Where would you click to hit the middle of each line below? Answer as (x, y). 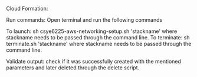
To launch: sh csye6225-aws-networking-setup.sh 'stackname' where (92, 31)
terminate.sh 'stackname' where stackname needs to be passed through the (99, 44)
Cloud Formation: (27, 9)
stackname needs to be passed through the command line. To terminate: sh (98, 37)
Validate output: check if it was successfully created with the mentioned (94, 61)
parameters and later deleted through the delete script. (73, 68)
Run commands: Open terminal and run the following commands (84, 20)
